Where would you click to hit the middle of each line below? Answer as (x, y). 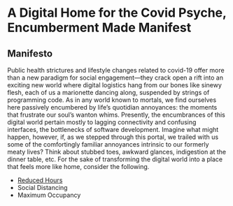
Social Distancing (42, 187)
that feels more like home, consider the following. (78, 167)
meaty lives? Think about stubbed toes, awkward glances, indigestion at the (116, 152)
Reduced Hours (40, 180)
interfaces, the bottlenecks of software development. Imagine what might (113, 130)
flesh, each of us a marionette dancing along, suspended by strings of (108, 93)
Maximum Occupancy (49, 195)
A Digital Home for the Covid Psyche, (117, 13)
